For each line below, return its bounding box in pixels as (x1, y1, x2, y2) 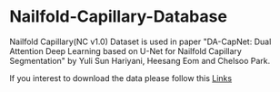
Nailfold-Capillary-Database (9, 6, 227, 27)
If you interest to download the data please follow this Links (9, 72, 233, 83)
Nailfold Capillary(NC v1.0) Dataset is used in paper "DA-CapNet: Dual (9, 36, 272, 47)
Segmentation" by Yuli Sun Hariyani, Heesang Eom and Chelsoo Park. (9, 55, 271, 66)
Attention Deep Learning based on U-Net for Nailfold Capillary (9, 45, 243, 56)
